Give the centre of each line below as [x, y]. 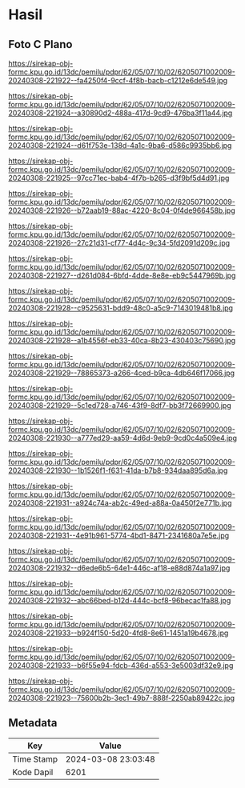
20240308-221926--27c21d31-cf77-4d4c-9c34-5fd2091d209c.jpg [119, 243]
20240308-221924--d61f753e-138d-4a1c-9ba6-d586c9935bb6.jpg [120, 145]
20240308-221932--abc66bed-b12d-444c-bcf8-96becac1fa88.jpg [120, 600]
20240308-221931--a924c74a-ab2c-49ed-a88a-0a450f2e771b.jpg [120, 503]
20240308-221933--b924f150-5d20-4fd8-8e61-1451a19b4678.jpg [118, 633]
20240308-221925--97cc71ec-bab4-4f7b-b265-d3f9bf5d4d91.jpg [119, 178]
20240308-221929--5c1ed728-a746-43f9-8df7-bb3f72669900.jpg [120, 405]
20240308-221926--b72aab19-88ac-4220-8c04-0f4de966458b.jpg [122, 210]
